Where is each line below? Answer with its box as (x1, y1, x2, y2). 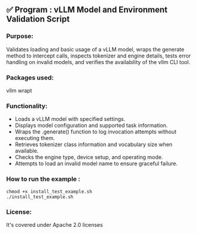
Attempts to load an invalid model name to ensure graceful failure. (14, 160, 178, 167)
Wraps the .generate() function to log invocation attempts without (14, 128, 177, 135)
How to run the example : (6, 175, 81, 183)
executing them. (14, 135, 55, 142)
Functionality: (6, 102, 48, 110)
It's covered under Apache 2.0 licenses (6, 221, 103, 228)
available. (14, 147, 39, 154)
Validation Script (6, 14, 70, 25)
